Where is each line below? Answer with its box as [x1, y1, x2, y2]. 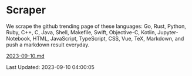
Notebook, [6, 35, 32, 42]
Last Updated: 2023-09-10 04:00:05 [6, 63, 95, 70]
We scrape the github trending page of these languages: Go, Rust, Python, [6, 23, 187, 30]
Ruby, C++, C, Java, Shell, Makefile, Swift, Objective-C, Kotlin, [6, 28, 157, 35]
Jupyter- [157, 28, 178, 35]
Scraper [6, 3, 46, 17]
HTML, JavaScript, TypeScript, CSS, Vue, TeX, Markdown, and [32, 35, 184, 42]
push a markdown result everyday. [6, 41, 90, 48]
